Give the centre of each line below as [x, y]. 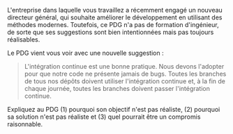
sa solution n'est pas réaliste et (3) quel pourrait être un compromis [104, 117]
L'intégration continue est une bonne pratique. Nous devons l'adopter [124, 66]
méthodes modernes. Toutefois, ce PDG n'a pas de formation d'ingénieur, [113, 25]
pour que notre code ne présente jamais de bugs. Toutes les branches [125, 74]
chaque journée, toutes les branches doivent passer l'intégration [117, 89]
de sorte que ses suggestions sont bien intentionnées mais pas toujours [111, 32]
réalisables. [24, 40]
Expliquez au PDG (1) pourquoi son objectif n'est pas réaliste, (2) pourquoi [114, 109]
